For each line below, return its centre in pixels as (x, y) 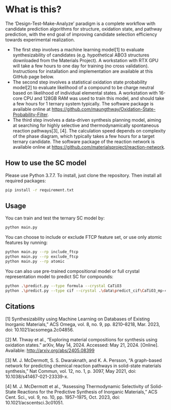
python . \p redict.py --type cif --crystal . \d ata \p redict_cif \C (75, 291)
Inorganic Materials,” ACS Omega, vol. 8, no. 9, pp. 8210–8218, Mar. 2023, (83, 324)
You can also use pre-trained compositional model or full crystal (73, 271)
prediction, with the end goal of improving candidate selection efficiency (81, 34)
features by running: (26, 242)
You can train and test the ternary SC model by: (55, 218)
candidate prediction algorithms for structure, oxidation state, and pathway (84, 29)
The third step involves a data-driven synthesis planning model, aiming (87, 120)
